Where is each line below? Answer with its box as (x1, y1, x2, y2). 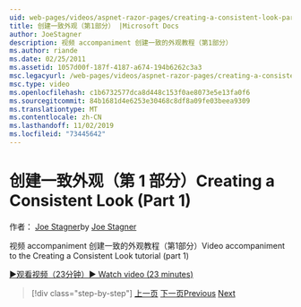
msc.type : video (9, 80, 70, 89)
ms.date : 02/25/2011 (9, 55, 87, 64)
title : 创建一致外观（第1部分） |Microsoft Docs (9, 21, 179, 30)
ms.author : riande (9, 47, 78, 55)
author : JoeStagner (9, 30, 82, 38)
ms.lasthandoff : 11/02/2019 (9, 122, 115, 131)
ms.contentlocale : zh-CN (9, 113, 102, 122)
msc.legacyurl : (9, 72, 66, 81)
